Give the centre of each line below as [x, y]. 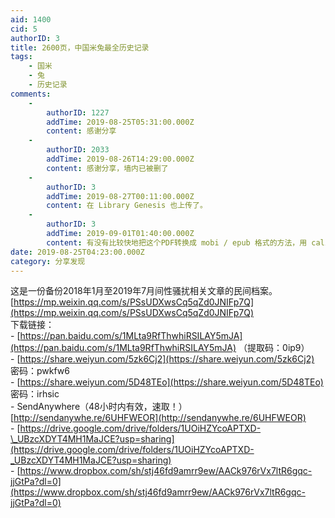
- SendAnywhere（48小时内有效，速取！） [99, 407]
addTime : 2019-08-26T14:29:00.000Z [120, 159]
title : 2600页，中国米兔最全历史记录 [80, 47]
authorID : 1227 [78, 112]
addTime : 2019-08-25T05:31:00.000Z [120, 122]
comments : [31, 94]
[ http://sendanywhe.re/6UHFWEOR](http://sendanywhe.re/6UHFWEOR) [158, 418]
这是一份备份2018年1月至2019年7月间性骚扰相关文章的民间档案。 [144, 291]
